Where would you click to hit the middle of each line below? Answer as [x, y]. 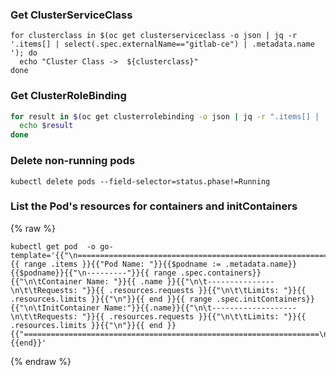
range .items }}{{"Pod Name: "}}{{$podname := [122, 264]
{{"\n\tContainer [46, 281]
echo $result [46, 126]
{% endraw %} [41, 361]
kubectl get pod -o [53, 246]
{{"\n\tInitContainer [55, 308]
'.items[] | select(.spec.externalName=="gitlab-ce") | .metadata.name [162, 44]
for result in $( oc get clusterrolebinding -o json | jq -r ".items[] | [165, 116]
